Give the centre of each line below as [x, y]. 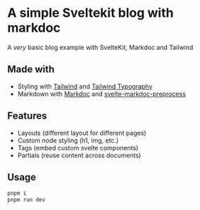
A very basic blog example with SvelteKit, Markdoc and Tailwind [100, 47]
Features [27, 116]
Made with [31, 69]
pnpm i [17, 193]
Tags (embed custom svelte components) [78, 147]
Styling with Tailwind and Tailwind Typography [85, 86]
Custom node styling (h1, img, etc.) [68, 140]
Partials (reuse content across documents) [79, 155]
